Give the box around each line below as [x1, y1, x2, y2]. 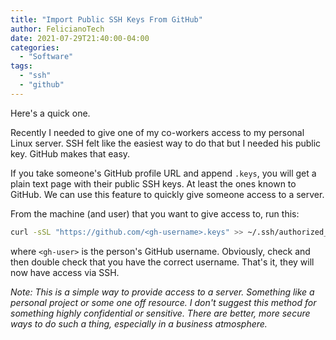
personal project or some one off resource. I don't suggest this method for [10, 296, 317, 308]
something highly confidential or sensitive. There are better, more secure [10, 307, 311, 319]
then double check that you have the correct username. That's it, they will [10, 256, 315, 268]
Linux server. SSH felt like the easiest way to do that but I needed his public [10, 137, 322, 149]
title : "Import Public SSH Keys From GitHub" [10, 14, 203, 25]
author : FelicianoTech [10, 24, 105, 34]
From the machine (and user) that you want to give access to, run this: [10, 207, 300, 220]
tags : [10, 61, 33, 71]
